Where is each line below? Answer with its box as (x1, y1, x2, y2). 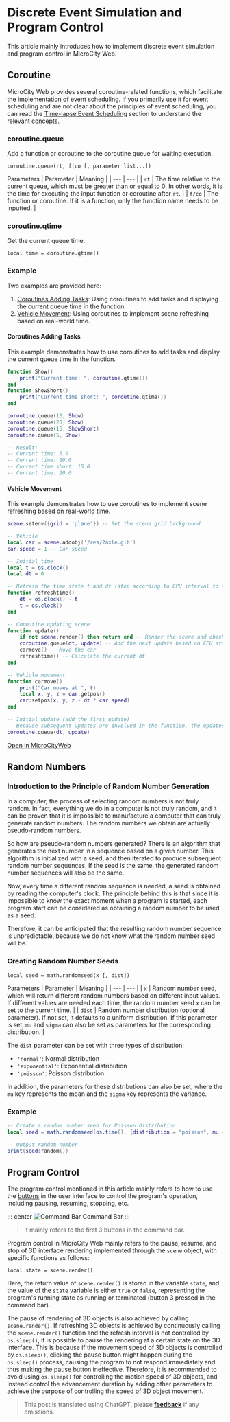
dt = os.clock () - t (19, 596, 78, 603)
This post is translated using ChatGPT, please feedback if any (23, 1401, 199, 1409)
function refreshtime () (7, 589, 75, 597)
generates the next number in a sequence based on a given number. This (7, 847, 214, 856)
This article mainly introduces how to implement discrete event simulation (7, 42, 215, 50)
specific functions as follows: (7, 1254, 90, 1262)
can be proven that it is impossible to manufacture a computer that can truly (7, 812, 221, 820)
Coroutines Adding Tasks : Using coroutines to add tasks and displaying (16, 295, 219, 303)
